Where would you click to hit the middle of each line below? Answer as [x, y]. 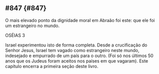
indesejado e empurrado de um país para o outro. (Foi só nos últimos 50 [79, 55]
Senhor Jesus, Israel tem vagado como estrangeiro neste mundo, [72, 50]
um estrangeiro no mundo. [32, 25]
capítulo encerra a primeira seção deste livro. [52, 66]
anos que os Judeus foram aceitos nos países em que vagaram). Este [77, 61]
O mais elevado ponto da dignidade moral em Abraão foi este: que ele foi [80, 20]
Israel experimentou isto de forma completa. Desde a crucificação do [76, 45]
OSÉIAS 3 [15, 35]
